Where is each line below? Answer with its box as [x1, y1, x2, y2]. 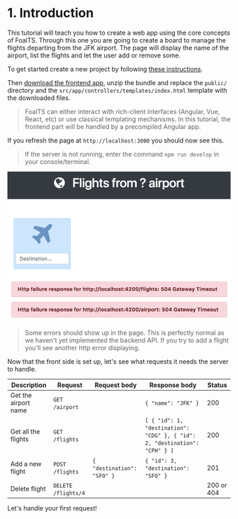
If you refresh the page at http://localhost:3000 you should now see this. [7, 136, 225, 145]
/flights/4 [52, 489, 86, 497]
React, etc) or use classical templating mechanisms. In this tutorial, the [24, 115, 231, 123]
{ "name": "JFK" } [144, 400, 200, 407]
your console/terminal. [24, 157, 91, 166]
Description [11, 381, 47, 389]
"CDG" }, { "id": [144, 432, 196, 440]
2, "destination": [144, 440, 200, 447]
